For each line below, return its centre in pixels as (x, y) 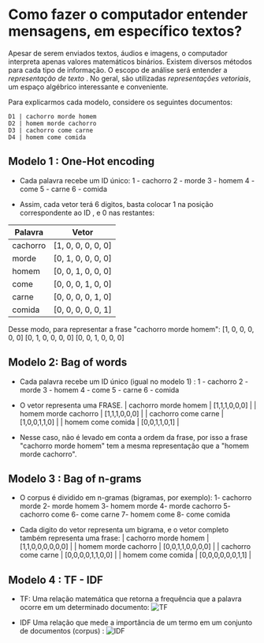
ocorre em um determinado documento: (84, 607)
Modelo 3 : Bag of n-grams (75, 478)
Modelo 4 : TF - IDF (56, 579)
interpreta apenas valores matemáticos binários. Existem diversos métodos (130, 62)
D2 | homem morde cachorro (52, 123)
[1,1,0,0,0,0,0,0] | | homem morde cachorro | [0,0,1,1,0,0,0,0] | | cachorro (135, 547)
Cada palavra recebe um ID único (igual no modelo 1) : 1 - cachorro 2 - (134, 382)
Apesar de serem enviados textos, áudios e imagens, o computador (118, 53)
